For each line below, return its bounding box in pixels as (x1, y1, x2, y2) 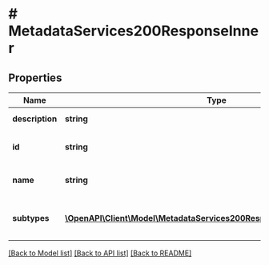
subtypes (12, 213, 50, 223)
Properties (8, 71, 62, 84)
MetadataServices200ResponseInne (8, 22, 259, 40)
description (12, 113, 58, 124)
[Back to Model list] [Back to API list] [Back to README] (8, 248, 192, 258)
